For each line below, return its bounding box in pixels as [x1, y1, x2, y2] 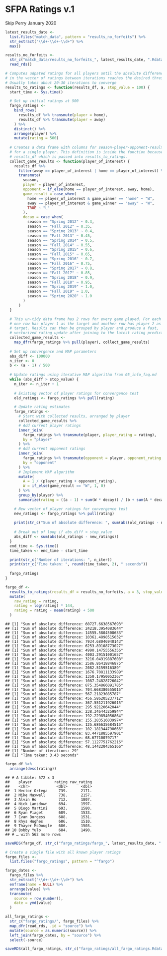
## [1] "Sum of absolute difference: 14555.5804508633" [5, 630, 123, 635]
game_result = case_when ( [23, 191, 77, 196]
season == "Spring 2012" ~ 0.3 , [27, 219, 94, 224]
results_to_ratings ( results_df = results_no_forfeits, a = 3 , [9, 589, 141, 594]
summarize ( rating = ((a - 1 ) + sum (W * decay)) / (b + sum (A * [18, 497, 153, 502]
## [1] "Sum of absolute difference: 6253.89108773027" [5, 643, 123, 649]
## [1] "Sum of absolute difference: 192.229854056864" [5, 713, 123, 719]
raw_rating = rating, [14, 598, 59, 604]
